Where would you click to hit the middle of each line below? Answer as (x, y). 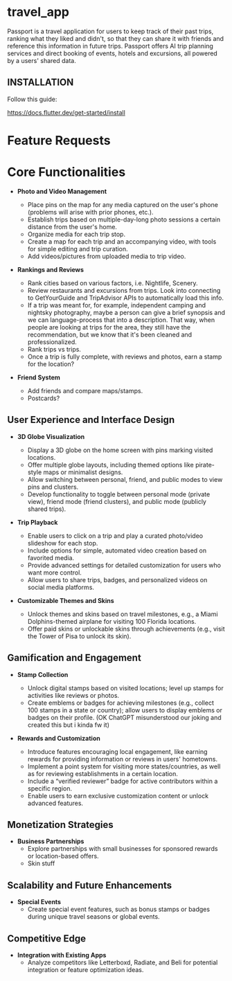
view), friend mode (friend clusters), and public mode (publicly (117, 501)
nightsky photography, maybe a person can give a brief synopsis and (126, 312)
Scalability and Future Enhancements (89, 885)
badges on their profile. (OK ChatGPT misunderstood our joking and (124, 717)
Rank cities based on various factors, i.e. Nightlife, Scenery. (113, 283)
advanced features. (55, 803)
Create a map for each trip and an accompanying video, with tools (122, 241)
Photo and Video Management (62, 191)
